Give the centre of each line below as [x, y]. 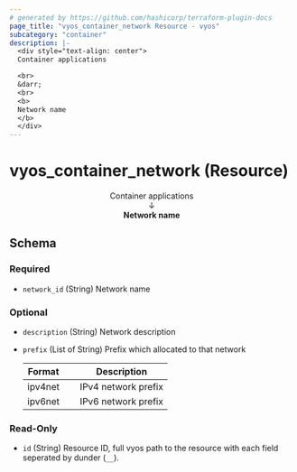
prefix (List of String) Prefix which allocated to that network [134, 349]
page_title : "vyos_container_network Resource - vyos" [115, 26]
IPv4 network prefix [122, 387]
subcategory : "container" [58, 34]
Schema [33, 243]
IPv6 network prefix [122, 402]
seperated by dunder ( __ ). [71, 458]
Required [30, 269]
